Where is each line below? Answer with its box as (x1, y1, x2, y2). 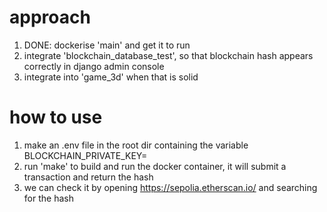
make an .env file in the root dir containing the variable (23, 139, 249, 151)
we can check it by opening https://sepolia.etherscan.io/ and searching (23, 181, 318, 193)
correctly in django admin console (23, 60, 165, 72)
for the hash (23, 192, 74, 204)
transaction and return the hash (23, 171, 154, 183)
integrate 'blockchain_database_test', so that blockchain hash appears (23, 49, 314, 61)
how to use (9, 106, 103, 129)
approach (9, 6, 91, 29)
